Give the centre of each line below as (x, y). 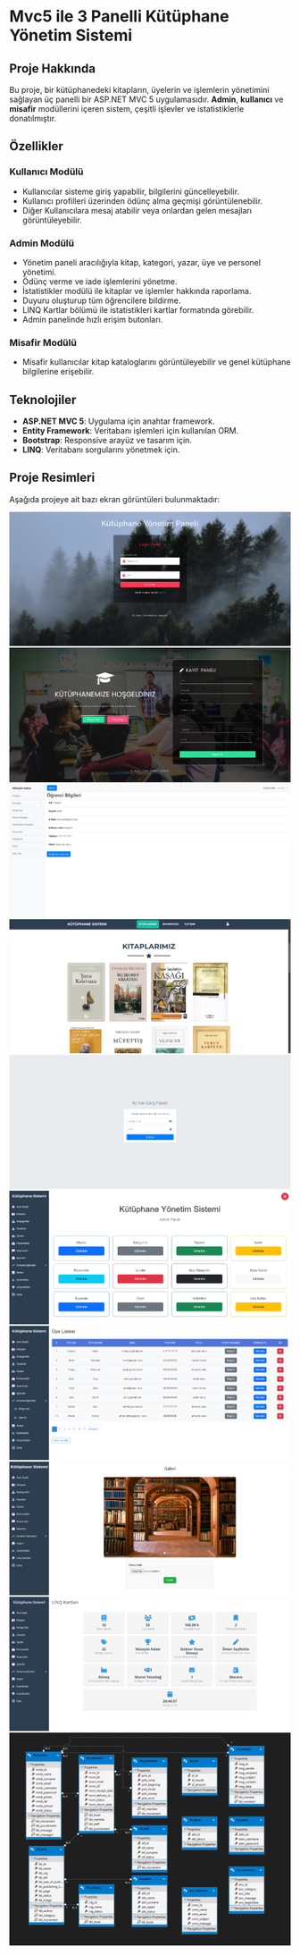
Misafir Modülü (43, 342)
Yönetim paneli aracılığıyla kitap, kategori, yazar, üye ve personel (142, 262)
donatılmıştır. (33, 118)
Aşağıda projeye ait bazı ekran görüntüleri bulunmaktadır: (115, 499)
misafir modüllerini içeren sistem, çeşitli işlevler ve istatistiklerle (127, 109)
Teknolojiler (43, 400)
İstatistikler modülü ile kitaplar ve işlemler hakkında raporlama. (137, 291)
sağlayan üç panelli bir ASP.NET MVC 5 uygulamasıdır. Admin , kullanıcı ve (146, 99)
